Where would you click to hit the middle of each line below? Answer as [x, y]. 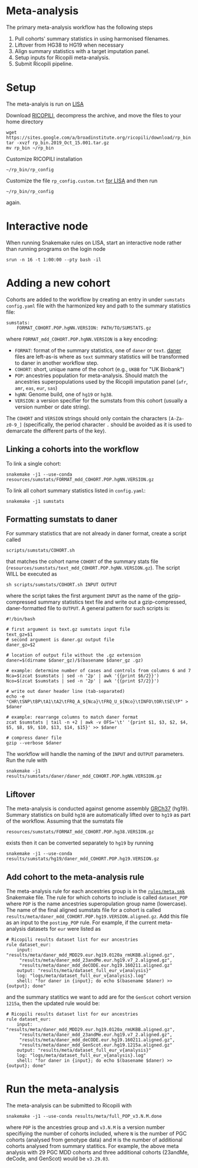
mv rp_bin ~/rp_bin [30, 148]
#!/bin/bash [21, 619]
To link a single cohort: [34, 463]
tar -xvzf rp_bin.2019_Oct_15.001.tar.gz [58, 143]
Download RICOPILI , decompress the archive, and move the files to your [94, 115]
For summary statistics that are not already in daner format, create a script [96, 534]
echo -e [16, 697]
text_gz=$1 [19, 635]
